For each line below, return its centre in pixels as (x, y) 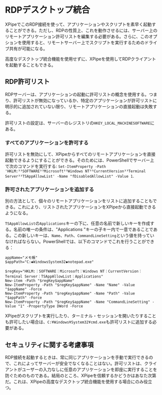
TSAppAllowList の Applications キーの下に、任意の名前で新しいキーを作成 (78, 223)
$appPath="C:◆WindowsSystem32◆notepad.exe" (50, 262)
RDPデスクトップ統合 (48, 10)
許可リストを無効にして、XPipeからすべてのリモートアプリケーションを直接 (80, 154)
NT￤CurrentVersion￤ (121, 272)
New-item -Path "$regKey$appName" (40, 281)
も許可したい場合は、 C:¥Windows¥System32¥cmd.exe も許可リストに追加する (79, 322)
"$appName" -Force (23, 289)
